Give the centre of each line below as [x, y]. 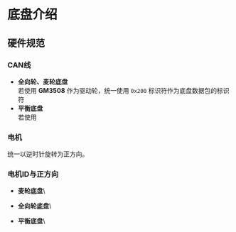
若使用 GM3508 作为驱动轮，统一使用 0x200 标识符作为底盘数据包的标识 [123, 90]
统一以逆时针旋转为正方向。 [48, 154]
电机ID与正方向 [33, 175]
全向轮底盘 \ [34, 206]
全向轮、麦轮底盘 [43, 82]
